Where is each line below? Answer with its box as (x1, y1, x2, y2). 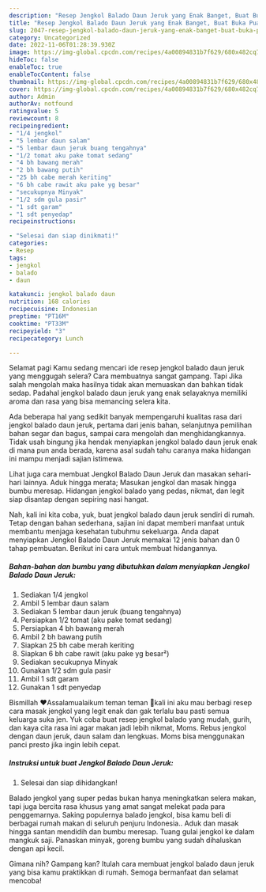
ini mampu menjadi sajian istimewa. (9, 454, 125, 464)
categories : (9, 239, 48, 248)
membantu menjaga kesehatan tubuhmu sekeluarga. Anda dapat (9, 527, 219, 537)
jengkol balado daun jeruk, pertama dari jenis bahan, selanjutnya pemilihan (9, 420, 252, 430)
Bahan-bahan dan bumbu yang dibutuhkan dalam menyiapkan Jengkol (9, 561, 249, 571)
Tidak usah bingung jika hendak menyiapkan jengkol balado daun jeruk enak (9, 437, 257, 447)
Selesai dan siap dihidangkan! (20, 778, 118, 788)
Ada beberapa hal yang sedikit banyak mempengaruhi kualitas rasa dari (9, 412, 242, 422)
